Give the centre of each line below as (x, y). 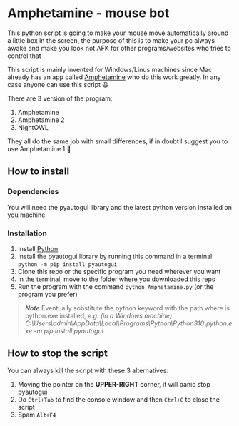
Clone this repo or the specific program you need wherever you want (119, 271)
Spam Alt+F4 (37, 415)
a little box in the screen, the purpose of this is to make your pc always (111, 40)
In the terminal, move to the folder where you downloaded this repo (117, 279)
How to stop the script (58, 354)
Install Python (38, 248)
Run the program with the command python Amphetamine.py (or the (116, 286)
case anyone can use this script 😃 (58, 84)
